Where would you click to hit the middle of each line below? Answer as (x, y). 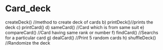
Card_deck (28, 9)
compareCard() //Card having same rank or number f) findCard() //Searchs (82, 32)
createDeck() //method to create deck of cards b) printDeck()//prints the (79, 22)
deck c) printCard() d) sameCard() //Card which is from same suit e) (75, 27)
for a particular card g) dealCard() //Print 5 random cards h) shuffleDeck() (81, 38)
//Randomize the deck (28, 43)
